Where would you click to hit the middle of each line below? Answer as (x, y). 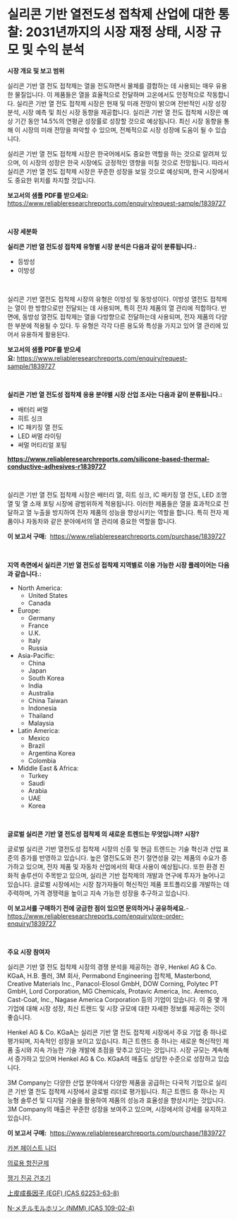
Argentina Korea (51, 753)
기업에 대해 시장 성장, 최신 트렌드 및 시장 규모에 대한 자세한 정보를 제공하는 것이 (116, 1008)
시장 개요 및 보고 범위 (36, 71)
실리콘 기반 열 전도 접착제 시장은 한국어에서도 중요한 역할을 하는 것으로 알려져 (114, 153)
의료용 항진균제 (28, 1162)
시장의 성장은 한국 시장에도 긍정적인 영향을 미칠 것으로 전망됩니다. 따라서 (129, 163)
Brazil (36, 746)
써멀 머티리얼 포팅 (42, 444)
